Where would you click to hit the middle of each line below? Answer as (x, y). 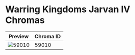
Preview (19, 36)
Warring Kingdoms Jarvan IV (68, 9)
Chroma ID (48, 36)
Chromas (25, 20)
